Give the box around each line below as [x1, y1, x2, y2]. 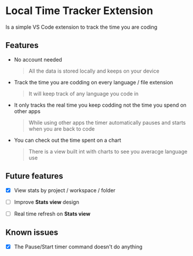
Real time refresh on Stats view [13, 210, 91, 217]
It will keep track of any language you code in [28, 90, 139, 97]
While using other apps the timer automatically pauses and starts [28, 119, 186, 126]
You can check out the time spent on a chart [13, 136, 121, 144]
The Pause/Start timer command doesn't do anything [13, 243, 143, 250]
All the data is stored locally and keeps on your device [28, 67, 160, 74]
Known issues [5, 227, 59, 238]
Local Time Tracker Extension [5, 4, 154, 18]
